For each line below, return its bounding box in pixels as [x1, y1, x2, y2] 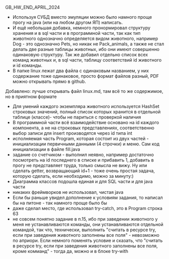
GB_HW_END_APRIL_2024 [5, 5, 60, 10]
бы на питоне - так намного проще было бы [12, 200, 107, 206]
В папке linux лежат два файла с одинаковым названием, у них [12, 68, 149, 74]
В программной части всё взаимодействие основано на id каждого [12, 120, 159, 125]
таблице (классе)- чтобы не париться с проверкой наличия [12, 114, 141, 120]
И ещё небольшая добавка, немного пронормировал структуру [12, 25, 150, 31]
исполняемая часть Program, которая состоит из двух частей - [12, 136, 149, 141]
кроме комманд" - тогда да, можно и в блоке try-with [12, 248, 129, 254]
